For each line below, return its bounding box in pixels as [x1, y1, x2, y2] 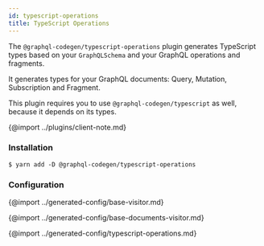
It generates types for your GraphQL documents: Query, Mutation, [8, 74, 228, 84]
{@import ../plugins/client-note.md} [8, 122, 127, 132]
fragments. [8, 58, 45, 68]
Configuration [8, 178, 64, 190]
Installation [8, 142, 54, 154]
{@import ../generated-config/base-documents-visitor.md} [8, 213, 204, 223]
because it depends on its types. [8, 106, 117, 117]
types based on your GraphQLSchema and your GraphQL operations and [8, 50, 241, 59]
